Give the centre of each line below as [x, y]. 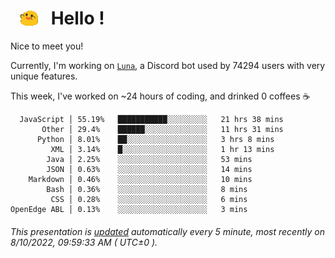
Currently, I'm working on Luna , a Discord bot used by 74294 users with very [168, 66]
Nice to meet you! [47, 46]
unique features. [44, 76]
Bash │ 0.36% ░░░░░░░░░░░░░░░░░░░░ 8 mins [147, 190]
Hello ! [77, 18]
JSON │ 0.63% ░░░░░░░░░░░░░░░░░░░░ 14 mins [149, 170]
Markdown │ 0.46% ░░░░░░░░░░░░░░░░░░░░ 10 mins [140, 180]
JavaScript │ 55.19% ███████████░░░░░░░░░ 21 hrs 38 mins [151, 120]
